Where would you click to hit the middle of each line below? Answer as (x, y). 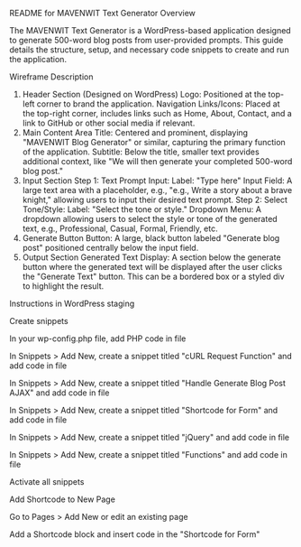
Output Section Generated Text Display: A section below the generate (151, 257)
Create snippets (39, 321)
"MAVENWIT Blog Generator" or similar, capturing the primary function (154, 142)
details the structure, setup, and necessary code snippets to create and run (150, 50)
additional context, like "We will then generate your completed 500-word (157, 161)
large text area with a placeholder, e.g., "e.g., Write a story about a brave (157, 190)
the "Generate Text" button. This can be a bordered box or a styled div (154, 276)
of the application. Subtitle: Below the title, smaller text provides (141, 152)
